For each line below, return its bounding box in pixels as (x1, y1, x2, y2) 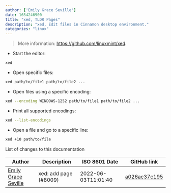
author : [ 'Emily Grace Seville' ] (5, 7, 76, 13)
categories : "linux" (5, 27, 49, 32)
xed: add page (38, 170, 73, 177)
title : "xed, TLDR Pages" (5, 17, 60, 22)
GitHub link (130, 158, 158, 165)
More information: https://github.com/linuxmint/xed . (17, 40, 127, 46)
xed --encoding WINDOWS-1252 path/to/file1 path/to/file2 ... (5, 98, 140, 104)
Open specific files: (12, 69, 54, 76)
